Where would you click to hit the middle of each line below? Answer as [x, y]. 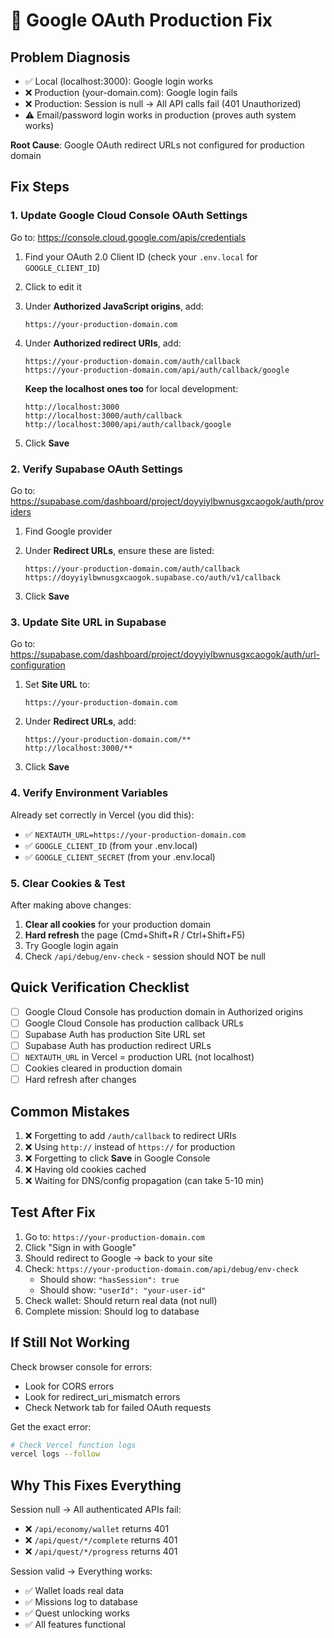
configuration [38, 665]
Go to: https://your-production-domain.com [114, 1236]
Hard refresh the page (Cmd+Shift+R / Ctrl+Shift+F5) [135, 935]
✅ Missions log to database [81, 1602]
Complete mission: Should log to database [112, 1311]
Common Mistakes [70, 1111]
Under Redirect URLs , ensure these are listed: [119, 550]
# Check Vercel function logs [73, 1445]
